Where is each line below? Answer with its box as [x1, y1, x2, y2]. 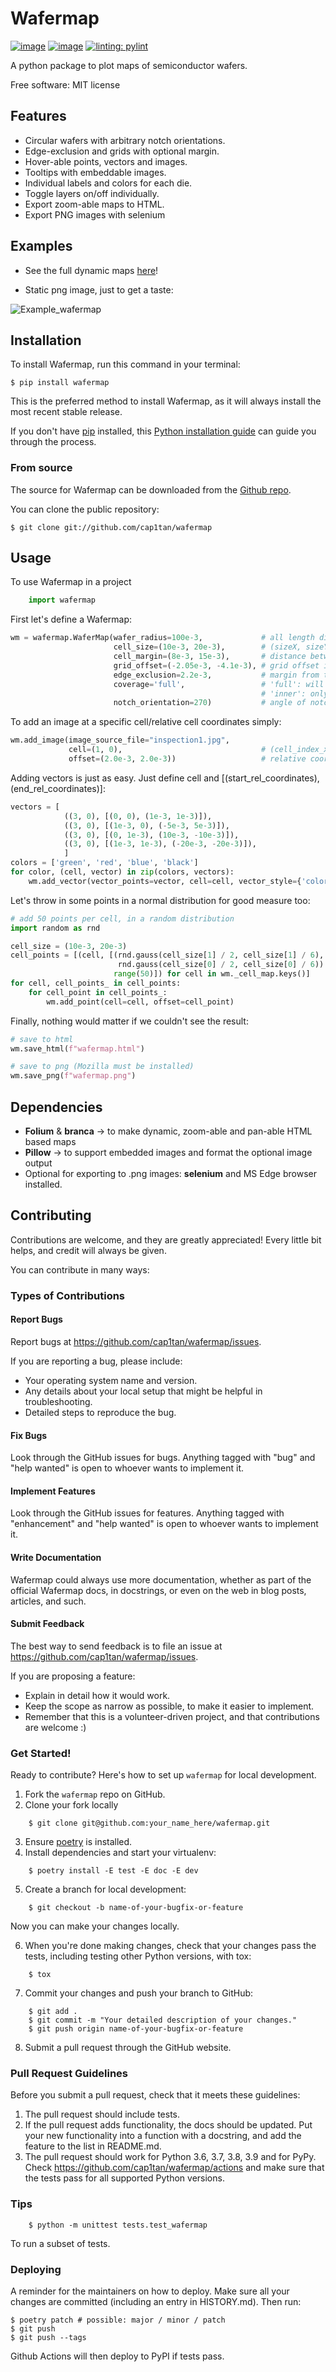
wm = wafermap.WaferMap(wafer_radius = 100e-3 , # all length [10, 633, 315, 643]
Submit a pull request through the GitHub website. [24, 2042, 232, 2054]
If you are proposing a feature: [10, 1670, 136, 1682]
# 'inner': [260, 688, 307, 699]
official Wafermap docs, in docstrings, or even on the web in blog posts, [10, 1584, 307, 1596]
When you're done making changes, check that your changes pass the [24, 1940, 317, 1952]
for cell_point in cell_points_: [28, 987, 168, 997]
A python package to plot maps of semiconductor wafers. [10, 59, 248, 71]
